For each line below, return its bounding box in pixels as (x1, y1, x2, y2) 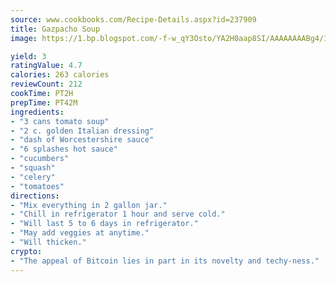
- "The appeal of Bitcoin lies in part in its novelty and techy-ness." (10, 256, 320, 266)
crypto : (10, 246, 43, 256)
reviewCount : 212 (10, 79, 83, 90)
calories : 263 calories (10, 70, 110, 80)
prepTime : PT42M (10, 97, 78, 108)
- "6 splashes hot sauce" (10, 144, 118, 155)
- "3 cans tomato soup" (10, 116, 110, 126)
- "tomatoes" (10, 181, 65, 191)
